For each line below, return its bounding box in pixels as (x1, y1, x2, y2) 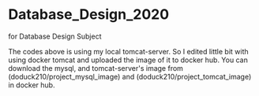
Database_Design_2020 (8, 6, 170, 24)
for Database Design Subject (8, 31, 102, 41)
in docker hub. (8, 80, 55, 90)
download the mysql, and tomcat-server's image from (8, 63, 184, 72)
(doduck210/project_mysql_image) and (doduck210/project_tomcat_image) (8, 72, 252, 81)
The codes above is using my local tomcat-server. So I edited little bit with (8, 46, 249, 56)
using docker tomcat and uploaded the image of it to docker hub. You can (8, 55, 249, 65)
